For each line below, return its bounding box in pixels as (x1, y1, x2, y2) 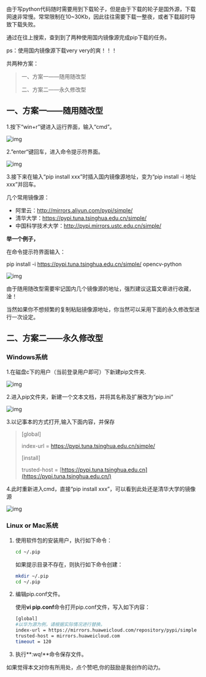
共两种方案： (6, 60, 39, 67)
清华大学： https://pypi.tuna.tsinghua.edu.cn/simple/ (15, 214, 147, 222)
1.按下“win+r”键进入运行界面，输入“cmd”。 (6, 123, 115, 130)
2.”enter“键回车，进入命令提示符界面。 (6, 148, 104, 155)
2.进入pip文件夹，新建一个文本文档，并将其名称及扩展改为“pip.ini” (6, 393, 174, 400)
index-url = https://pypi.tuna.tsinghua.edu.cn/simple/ (21, 442, 155, 449)
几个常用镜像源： (6, 193, 50, 201)
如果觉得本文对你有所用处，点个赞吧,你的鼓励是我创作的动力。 (6, 663, 164, 671)
